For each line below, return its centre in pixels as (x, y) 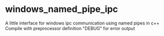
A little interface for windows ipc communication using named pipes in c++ (82, 23)
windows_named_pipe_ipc (62, 9)
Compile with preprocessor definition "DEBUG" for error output (70, 28)
